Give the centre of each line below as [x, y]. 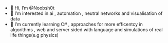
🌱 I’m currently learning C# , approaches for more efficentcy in [76, 24]
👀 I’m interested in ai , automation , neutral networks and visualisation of [86, 13]
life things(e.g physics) [34, 35]
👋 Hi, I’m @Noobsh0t [32, 8]
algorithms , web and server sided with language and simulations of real [86, 30]
